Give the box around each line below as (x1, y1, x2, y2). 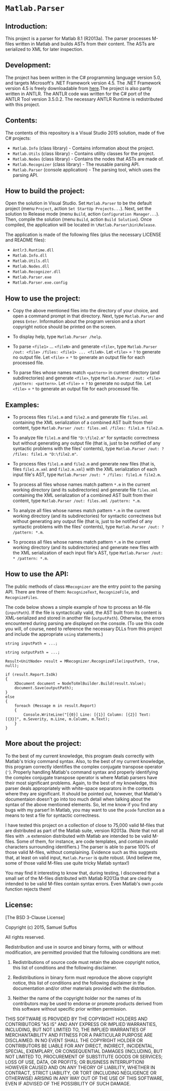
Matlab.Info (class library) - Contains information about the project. (12, 145, 154, 151)
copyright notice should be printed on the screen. (12, 324, 117, 330)
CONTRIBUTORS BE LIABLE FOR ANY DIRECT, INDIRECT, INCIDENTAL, (5, 1043, 155, 1049)
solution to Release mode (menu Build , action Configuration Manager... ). (5, 211, 160, 217)
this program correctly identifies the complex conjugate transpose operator (5, 763, 163, 770)
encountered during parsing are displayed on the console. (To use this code (5, 620, 164, 626)
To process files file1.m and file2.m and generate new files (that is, (12, 461, 156, 467)
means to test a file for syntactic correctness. (5, 812, 100, 818)
